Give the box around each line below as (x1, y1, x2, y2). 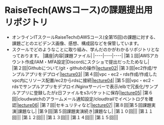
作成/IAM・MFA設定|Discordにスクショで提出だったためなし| (25, 59, 150, 65)
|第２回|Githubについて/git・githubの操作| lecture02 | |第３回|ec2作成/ (11, 65, 153, 71)
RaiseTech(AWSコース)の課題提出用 (4, 4, 153, 16)
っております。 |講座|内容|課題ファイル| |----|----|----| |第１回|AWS (11, 52, 150, 58)
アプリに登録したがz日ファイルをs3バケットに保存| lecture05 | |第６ (16, 89, 153, 95)
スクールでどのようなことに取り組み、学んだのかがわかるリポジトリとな (11, 46, 160, 52)
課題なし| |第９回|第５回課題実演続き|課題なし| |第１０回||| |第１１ (17, 108, 153, 114)
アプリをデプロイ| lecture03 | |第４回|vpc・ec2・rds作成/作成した (25, 71, 158, 77)
